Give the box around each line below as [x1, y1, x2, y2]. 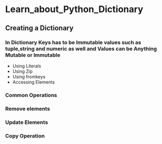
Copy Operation [5, 132, 45, 139]
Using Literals [12, 63, 41, 69]
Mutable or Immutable [5, 52, 60, 59]
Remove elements [5, 105, 50, 112]
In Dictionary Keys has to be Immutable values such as [5, 39, 141, 46]
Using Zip [12, 68, 33, 74]
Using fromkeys [12, 73, 46, 79]
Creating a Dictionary [5, 24, 74, 32]
